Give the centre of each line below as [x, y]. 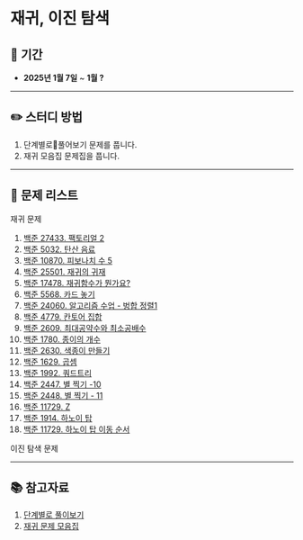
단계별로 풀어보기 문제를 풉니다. [80, 144]
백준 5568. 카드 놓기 [59, 294]
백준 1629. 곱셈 [50, 362]
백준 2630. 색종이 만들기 [67, 350]
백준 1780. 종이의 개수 [62, 339]
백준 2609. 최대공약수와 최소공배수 [85, 328]
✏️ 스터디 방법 [47, 117]
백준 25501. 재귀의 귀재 [64, 272]
